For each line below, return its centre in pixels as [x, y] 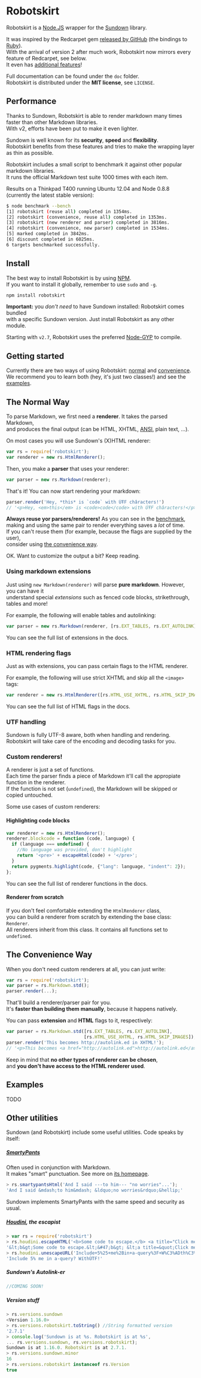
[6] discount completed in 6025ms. [51, 239]
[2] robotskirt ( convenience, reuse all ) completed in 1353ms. [87, 217]
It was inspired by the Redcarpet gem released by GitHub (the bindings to [97, 39]
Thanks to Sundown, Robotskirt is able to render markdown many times [94, 115]
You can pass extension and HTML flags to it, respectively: [79, 1020]
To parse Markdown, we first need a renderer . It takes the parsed [87, 416]
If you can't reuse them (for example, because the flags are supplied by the [99, 532]
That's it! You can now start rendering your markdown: [73, 491]
